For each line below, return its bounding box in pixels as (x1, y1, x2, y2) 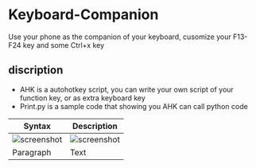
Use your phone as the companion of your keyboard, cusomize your (8, 32, 232, 41)
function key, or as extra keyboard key (19, 93, 145, 103)
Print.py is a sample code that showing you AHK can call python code (19, 101, 248, 111)
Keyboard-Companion (8, 6, 159, 24)
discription (8, 64, 64, 77)
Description (72, 120, 118, 131)
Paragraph (12, 147, 52, 158)
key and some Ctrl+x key (22, 40, 105, 49)
